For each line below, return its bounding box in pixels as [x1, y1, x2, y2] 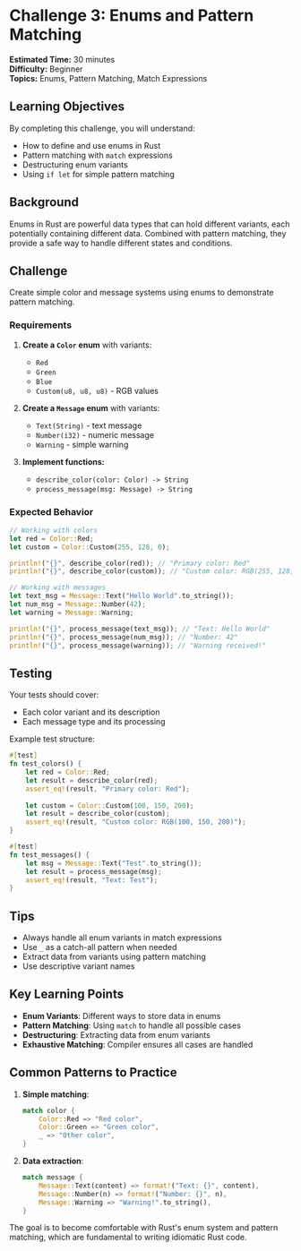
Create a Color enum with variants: [21, 339, 152, 350]
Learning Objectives [9, 99, 125, 115]
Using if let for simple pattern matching [21, 168, 175, 179]
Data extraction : [21, 1156, 84, 1167]
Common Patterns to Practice [9, 1065, 177, 1080]
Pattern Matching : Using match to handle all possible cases [21, 1020, 242, 1031]
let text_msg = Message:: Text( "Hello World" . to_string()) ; [9, 592, 235, 601]
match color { [21, 1106, 75, 1115]
